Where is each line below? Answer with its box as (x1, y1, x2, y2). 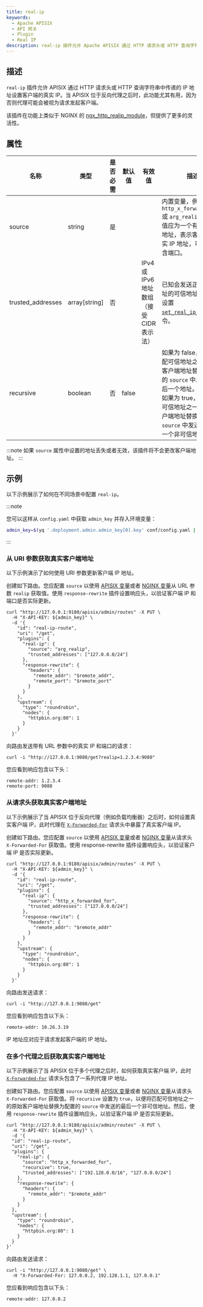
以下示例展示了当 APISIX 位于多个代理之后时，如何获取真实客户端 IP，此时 (6, 1067, 192, 1074)
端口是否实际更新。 (6, 597, 54, 605)
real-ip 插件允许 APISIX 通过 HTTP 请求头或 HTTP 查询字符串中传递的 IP (6, 83, 188, 91)
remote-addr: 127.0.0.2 (6, 1296, 66, 1302)
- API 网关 (11, 25, 37, 32)
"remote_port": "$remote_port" (33, 678, 112, 684)
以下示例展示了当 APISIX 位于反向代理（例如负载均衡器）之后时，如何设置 (6, 813, 190, 820)
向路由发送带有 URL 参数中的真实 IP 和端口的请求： (6, 742, 134, 750)
